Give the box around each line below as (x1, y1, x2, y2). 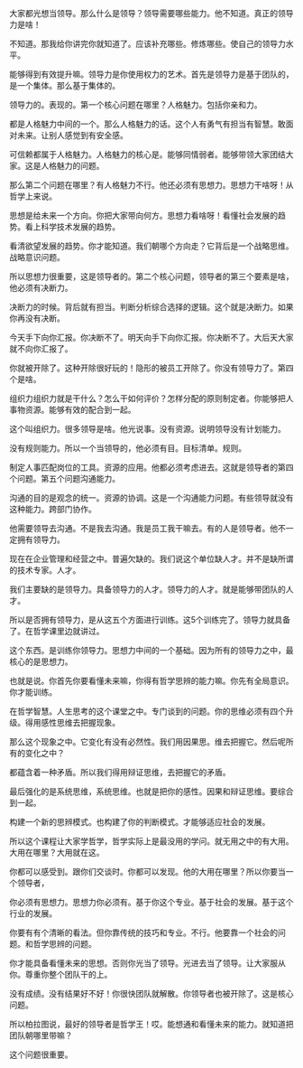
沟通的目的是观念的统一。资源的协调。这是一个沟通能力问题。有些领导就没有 (9, 492, 294, 503)
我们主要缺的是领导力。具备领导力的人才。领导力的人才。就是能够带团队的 (9, 584, 286, 595)
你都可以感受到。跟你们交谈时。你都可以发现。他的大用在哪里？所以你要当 (9, 867, 286, 876)
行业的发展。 (9, 908, 57, 919)
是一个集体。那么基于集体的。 (9, 80, 120, 90)
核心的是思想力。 (9, 656, 73, 667)
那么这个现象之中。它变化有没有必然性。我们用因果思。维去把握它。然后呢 (9, 736, 286, 747)
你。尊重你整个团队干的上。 (9, 970, 113, 979)
